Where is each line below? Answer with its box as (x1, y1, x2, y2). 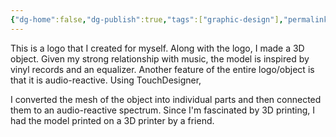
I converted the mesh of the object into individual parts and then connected (10, 93, 322, 105)
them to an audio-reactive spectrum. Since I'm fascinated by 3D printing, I (10, 104, 316, 116)
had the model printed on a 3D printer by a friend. (10, 114, 215, 126)
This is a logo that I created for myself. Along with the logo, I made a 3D (10, 42, 305, 54)
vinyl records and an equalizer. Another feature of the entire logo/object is (10, 63, 315, 75)
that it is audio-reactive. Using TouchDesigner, (10, 74, 202, 86)
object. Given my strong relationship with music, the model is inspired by (10, 52, 310, 65)
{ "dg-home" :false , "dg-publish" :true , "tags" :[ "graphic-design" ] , (10, 14, 284, 25)
